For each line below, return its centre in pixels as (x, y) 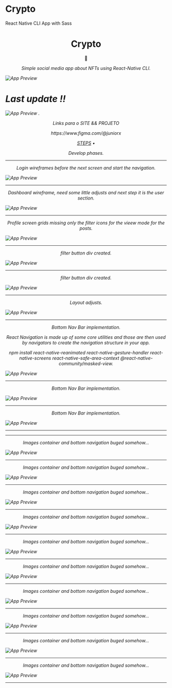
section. (86, 198)
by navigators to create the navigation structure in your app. (86, 342)
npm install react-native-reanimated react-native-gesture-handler (79, 352)
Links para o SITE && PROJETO (86, 123)
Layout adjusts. (86, 302)
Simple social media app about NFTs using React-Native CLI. (86, 68)
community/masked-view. (86, 364)
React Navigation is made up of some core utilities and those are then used (86, 337)
